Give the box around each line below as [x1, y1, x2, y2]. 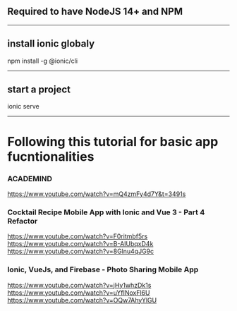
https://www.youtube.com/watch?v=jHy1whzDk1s [7, 281, 152, 289]
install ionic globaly [7, 38, 95, 50]
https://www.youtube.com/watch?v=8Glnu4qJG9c [7, 247, 154, 256]
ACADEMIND [7, 173, 53, 183]
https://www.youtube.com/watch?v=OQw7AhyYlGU [7, 295, 157, 304]
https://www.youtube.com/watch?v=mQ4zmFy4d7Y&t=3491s [7, 190, 186, 198]
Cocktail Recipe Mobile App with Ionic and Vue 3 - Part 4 [7, 207, 205, 217]
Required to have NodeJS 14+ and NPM [7, 6, 183, 18]
